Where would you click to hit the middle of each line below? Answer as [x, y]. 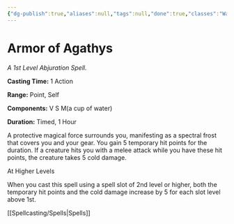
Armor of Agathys [60, 48]
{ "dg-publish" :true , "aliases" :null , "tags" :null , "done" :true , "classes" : [113, 14]
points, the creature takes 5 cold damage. [67, 157]
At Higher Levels [31, 171]
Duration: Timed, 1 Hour [42, 121]
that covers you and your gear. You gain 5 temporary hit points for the [107, 142]
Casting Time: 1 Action [40, 81]
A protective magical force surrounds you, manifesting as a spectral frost [112, 135]
